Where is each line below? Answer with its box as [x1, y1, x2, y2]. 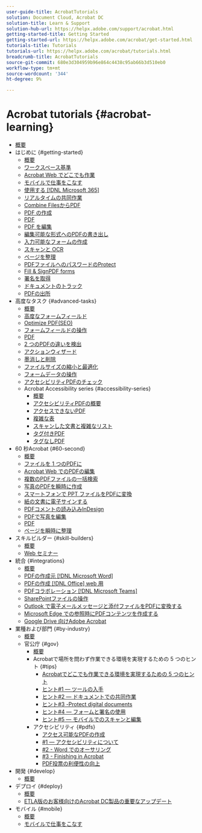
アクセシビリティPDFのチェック [24, 378, 103, 385]
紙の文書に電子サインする [24, 498, 88, 505]
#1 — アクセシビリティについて [42, 738, 119, 746]
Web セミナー [24, 550, 58, 557]
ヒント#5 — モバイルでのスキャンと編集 [42, 716, 142, 723]
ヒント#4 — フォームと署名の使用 [42, 708, 126, 716]
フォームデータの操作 [24, 371, 77, 378]
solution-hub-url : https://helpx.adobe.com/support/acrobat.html [6, 25, 174, 32]
